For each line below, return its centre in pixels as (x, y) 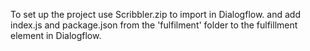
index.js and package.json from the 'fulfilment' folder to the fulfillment (154, 25)
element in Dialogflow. (56, 35)
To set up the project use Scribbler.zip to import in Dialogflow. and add (155, 14)
